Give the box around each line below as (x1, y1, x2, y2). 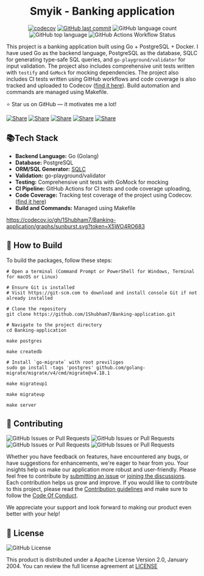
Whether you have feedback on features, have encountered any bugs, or (6, 453, 189, 461)
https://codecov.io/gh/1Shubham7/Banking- (6, 216, 116, 224)
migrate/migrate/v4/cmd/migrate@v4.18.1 (6, 370, 111, 376)
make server (6, 402, 37, 408)
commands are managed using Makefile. (6, 88, 108, 95)
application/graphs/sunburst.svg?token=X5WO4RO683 (6, 222, 145, 230)
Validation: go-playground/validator (15, 172, 106, 179)
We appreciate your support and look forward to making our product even (6, 504, 192, 511)
